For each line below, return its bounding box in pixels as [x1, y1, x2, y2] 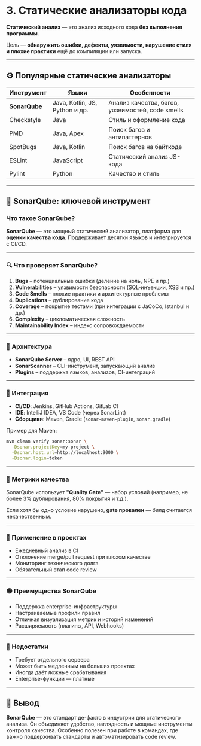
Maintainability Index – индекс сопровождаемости [14, 321, 145, 329]
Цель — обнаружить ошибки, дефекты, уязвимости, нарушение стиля [6, 41, 192, 48]
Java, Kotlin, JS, [52, 98, 98, 106]
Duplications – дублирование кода [14, 296, 103, 303]
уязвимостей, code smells [108, 106, 184, 114]
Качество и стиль [108, 169, 160, 178]
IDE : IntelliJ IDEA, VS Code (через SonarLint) [14, 409, 127, 416]
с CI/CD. [6, 240, 27, 248]
